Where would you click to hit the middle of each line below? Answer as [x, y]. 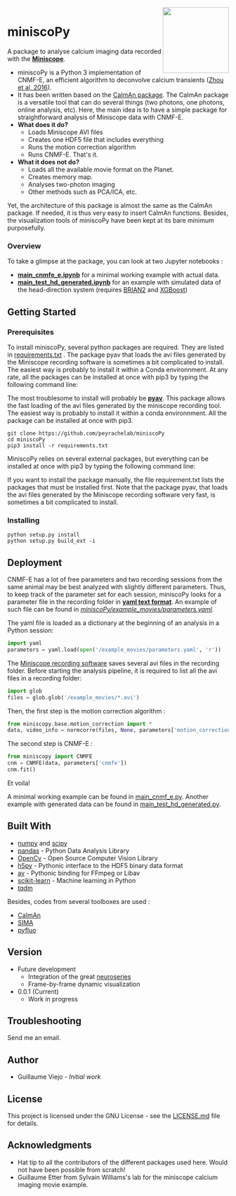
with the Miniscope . [36, 58]
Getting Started [42, 312]
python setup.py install [44, 535]
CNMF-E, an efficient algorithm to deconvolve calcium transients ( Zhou [120, 79]
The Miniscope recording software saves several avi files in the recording [113, 663]
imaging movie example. [53, 1184]
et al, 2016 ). [34, 87]
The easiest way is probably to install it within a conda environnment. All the [117, 413]
